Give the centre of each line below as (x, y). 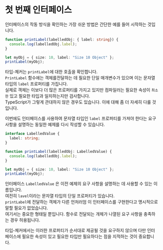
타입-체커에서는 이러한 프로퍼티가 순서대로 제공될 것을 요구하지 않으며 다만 (75, 231)
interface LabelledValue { (32, 134)
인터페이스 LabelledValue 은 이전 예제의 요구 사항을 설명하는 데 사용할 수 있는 (79, 184)
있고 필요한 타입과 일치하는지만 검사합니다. (50, 96)
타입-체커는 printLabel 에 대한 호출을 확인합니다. (51, 72)
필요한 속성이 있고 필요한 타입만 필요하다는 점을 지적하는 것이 (80, 236)
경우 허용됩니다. (25, 220)
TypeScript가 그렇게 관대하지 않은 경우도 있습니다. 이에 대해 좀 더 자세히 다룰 (78, 102)
